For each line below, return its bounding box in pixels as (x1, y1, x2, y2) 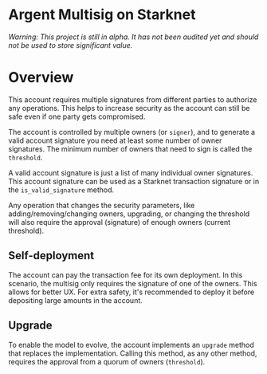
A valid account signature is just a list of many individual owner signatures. (8, 167, 253, 177)
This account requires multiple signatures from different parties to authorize (8, 94, 257, 104)
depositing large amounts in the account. (8, 295, 143, 305)
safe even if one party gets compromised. (8, 112, 146, 121)
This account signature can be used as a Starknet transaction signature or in (8, 176, 260, 186)
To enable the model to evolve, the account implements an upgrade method (8, 340, 255, 349)
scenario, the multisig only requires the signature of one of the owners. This (8, 278, 257, 288)
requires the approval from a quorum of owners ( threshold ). (8, 356, 206, 366)
